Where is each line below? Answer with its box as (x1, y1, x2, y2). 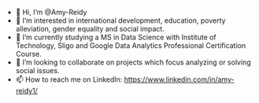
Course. (15, 50, 42, 58)
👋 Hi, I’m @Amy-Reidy (15, 8, 87, 17)
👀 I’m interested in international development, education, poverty (15, 16, 226, 25)
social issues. (15, 66, 61, 75)
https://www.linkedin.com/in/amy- (124, 75, 235, 84)
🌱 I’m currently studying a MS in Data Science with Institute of (15, 32, 216, 42)
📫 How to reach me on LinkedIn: (15, 75, 123, 84)
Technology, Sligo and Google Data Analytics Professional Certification (15, 41, 246, 50)
